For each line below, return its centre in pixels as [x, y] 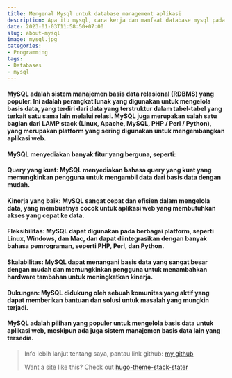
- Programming [28, 53]
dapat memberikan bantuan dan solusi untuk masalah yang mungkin [108, 300]
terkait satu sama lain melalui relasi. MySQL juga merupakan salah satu [112, 116]
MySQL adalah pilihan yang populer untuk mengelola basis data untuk [110, 323]
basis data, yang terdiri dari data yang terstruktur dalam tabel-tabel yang [115, 109]
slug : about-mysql [34, 33]
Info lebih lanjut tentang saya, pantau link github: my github [109, 353]
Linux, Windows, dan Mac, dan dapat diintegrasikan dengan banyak [107, 239]
